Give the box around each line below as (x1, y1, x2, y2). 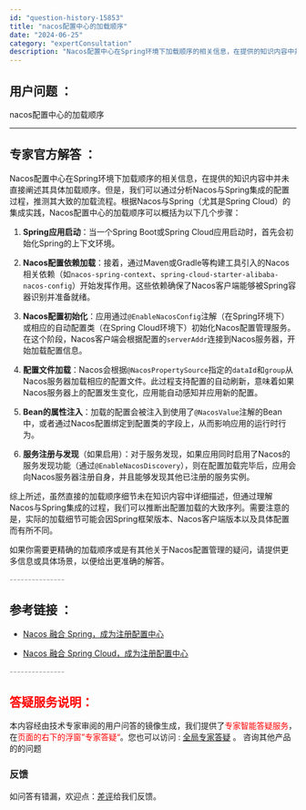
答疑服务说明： (9, 694, 94, 710)
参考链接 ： (9, 602, 73, 618)
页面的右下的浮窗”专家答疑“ (17, 732, 121, 743)
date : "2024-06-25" (9, 30, 84, 39)
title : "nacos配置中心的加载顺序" (9, 22, 128, 31)
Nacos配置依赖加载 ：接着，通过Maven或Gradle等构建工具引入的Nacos (22, 257, 290, 268)
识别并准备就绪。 (30, 291, 96, 302)
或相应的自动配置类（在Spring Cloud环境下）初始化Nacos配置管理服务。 (22, 322, 296, 333)
